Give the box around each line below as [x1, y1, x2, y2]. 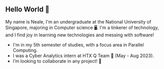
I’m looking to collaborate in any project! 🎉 [12, 58, 102, 64]
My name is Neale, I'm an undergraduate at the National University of [5, 18, 152, 25]
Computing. [12, 47, 38, 53]
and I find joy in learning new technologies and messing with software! [5, 32, 154, 38]
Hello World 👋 [5, 5, 50, 14]
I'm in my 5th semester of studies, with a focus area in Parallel [12, 41, 145, 48]
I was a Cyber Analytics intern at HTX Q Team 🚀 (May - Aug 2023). [12, 52, 154, 59]
